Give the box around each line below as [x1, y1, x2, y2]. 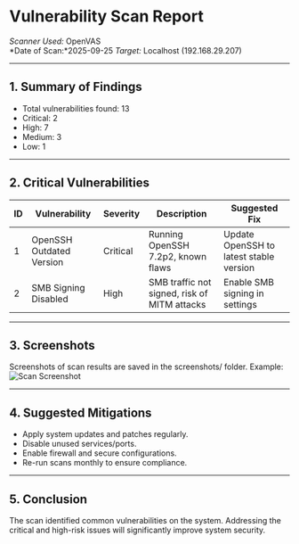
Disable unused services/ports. [21, 439, 137, 449]
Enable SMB [223, 276, 274, 288]
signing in [223, 287, 264, 300]
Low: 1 [21, 141, 46, 152]
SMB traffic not [148, 276, 212, 288]
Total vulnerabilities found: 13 [21, 103, 130, 113]
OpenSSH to [223, 239, 276, 251]
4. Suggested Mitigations [9, 405, 152, 420]
